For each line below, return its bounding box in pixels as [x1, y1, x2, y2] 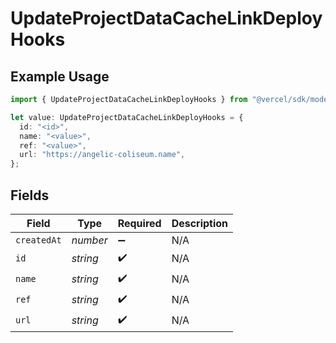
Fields [10, 187, 50, 204]
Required [117, 216, 162, 230]
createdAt [15, 234, 62, 246]
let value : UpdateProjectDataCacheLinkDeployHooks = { [10, 112, 244, 122]
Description [171, 216, 229, 230]
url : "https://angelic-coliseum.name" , [19, 150, 186, 160]
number [71, 233, 108, 247]
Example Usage [10, 68, 110, 85]
